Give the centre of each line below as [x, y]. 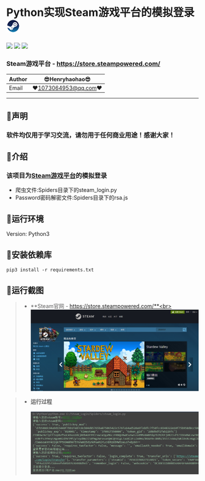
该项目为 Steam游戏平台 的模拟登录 [57, 176]
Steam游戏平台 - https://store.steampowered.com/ [83, 64]
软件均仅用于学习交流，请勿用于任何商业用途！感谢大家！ [91, 135]
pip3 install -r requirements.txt [50, 270]
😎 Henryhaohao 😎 [67, 79]
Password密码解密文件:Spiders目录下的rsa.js [71, 198]
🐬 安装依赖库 [29, 255]
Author [18, 79]
